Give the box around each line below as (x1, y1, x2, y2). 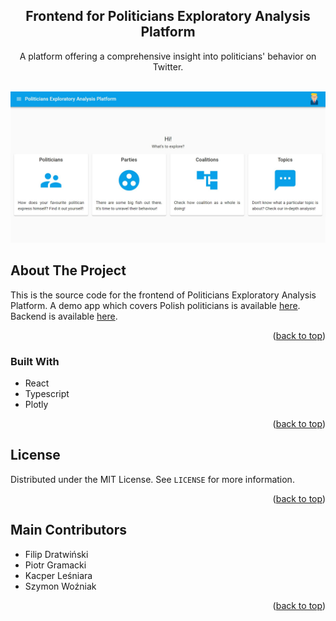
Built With (10, 354, 60, 368)
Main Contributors (10, 522, 127, 539)
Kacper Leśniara (24, 569, 93, 581)
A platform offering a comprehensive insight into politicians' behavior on (19, 50, 317, 62)
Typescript (24, 388, 70, 400)
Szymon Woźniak (24, 580, 97, 592)
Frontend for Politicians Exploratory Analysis (25, 8, 311, 25)
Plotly (24, 399, 49, 411)
